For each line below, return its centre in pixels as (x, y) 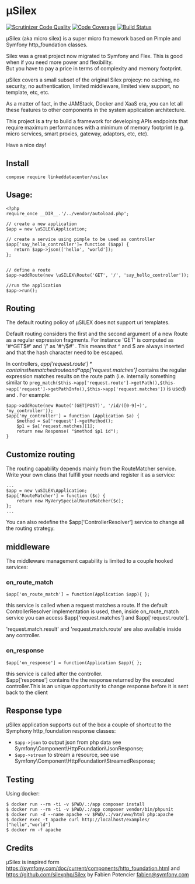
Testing (20, 779)
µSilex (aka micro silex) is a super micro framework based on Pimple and (93, 38)
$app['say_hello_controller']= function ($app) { (68, 244)
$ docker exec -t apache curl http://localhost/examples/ (78, 820)
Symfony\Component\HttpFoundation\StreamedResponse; (85, 761)
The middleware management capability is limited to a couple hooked (90, 561)
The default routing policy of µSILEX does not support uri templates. (88, 322)
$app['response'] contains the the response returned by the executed (90, 680)
